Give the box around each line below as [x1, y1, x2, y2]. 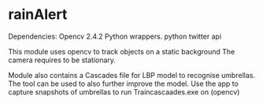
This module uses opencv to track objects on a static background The [8, 46, 235, 56]
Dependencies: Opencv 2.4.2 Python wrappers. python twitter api [8, 32, 222, 41]
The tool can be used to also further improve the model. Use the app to [8, 79, 239, 88]
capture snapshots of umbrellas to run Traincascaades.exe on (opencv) [8, 87, 240, 96]
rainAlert [8, 6, 68, 24]
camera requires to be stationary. [8, 55, 117, 65]
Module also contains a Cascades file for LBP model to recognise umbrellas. [8, 70, 256, 80]
